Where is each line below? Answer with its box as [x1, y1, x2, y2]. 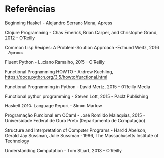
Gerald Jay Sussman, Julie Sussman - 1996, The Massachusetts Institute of [5, 132, 159, 138]
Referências [5, 3, 56, 15]
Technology [5, 138, 30, 144]
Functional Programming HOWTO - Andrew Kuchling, [5, 68, 114, 75]
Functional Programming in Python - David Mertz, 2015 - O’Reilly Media [5, 83, 151, 90]
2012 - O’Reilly [5, 35, 35, 41]
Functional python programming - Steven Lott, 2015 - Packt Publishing [5, 93, 148, 99]
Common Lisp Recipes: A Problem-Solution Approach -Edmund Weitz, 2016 [5, 44, 159, 50]
